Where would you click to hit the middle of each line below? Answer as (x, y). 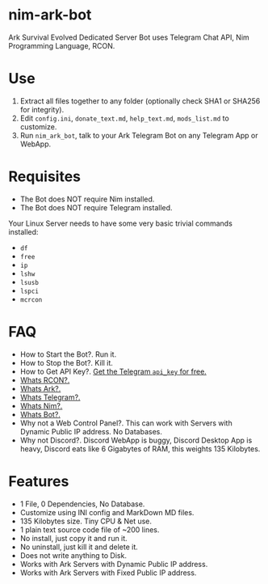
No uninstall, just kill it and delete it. (79, 547)
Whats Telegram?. (50, 397)
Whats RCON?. (45, 380)
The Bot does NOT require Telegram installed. (96, 207)
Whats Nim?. (41, 405)
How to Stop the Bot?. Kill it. (66, 362)
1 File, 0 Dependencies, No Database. (82, 504)
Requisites (45, 177)
